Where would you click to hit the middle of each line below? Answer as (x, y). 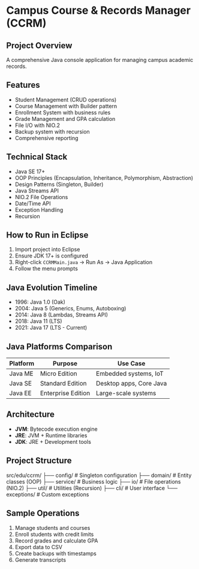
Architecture (31, 415)
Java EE (20, 393)
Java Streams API (37, 191)
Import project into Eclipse (47, 250)
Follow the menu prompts (46, 269)
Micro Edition (58, 374)
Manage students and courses (52, 527)
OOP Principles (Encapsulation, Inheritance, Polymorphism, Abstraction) (104, 177)
